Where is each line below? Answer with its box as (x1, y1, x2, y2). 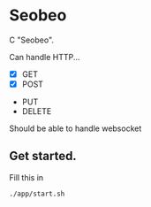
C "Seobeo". (9, 34, 55, 45)
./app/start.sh (9, 189, 65, 198)
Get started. (9, 149, 77, 164)
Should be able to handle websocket (9, 123, 142, 134)
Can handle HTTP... (9, 51, 80, 62)
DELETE (21, 106, 52, 117)
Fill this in (9, 172, 44, 182)
